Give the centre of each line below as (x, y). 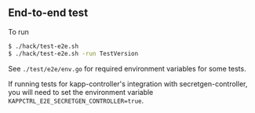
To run (19, 31)
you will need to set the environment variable (81, 92)
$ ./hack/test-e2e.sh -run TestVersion (73, 53)
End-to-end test (48, 13)
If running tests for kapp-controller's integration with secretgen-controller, (128, 84)
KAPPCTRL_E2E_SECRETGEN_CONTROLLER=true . (76, 100)
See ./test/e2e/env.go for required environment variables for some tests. (127, 68)
